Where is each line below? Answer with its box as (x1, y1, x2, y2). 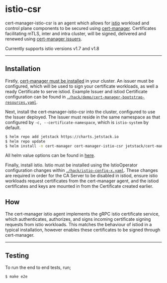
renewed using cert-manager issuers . (5, 36, 83, 42)
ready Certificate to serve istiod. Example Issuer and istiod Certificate (5, 88, 148, 94)
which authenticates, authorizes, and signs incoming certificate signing (5, 216, 151, 222)
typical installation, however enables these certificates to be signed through (5, 227, 161, 233)
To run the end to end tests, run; (5, 265, 71, 270)
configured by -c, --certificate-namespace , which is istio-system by (5, 119, 149, 125)
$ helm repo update (5, 139, 46, 144)
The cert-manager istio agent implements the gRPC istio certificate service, (5, 211, 160, 217)
